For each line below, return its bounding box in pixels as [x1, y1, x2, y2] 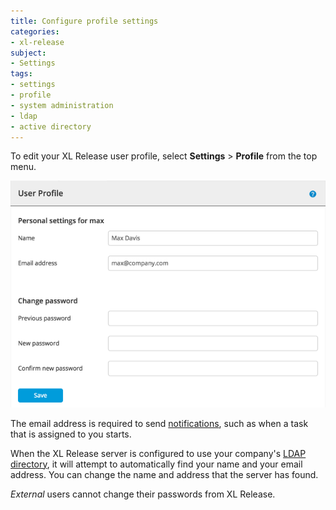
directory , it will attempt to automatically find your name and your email [10, 458, 303, 470]
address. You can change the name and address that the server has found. [10, 468, 319, 480]
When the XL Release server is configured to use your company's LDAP [10, 447, 307, 459]
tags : [10, 69, 33, 79]
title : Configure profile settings [10, 16, 159, 26]
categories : [10, 26, 60, 37]
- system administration [10, 100, 114, 110]
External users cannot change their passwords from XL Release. [10, 488, 276, 500]
